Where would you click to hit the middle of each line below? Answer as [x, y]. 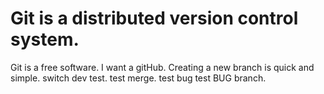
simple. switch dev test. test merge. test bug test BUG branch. [138, 78]
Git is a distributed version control [154, 18]
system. [45, 39]
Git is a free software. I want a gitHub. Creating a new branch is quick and [162, 67]
